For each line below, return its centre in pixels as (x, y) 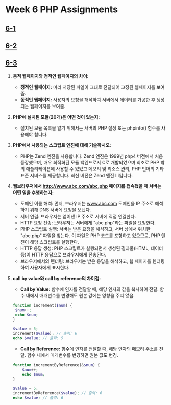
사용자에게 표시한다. (50, 267)
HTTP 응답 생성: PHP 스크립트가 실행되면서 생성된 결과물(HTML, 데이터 (92, 248)
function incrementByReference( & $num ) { (56, 365)
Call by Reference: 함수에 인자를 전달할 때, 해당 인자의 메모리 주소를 (89, 349)
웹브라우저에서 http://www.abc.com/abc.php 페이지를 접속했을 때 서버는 (87, 186)
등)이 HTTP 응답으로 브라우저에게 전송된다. (63, 254)
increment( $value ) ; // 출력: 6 (45, 334)
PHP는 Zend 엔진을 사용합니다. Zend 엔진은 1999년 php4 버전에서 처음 (92, 156)
